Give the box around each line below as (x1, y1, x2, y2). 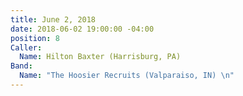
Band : (10, 61, 33, 71)
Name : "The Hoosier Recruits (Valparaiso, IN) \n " (19, 71, 235, 81)
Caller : (10, 42, 43, 53)
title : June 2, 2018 (10, 14, 97, 25)
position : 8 (10, 33, 60, 43)
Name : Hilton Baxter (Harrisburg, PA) (19, 52, 182, 62)
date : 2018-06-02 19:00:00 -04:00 (10, 24, 155, 34)
